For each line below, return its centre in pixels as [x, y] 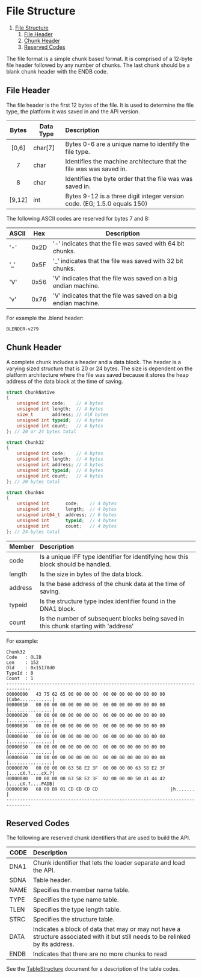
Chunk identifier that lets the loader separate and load [109, 863]
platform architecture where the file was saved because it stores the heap [98, 374]
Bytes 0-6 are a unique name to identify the [127, 144]
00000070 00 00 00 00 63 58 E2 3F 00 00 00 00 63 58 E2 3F [86, 768]
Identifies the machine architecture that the [126, 161]
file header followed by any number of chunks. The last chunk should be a [98, 65]
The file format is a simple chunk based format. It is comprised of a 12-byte [99, 58]
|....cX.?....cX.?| [31, 773]
